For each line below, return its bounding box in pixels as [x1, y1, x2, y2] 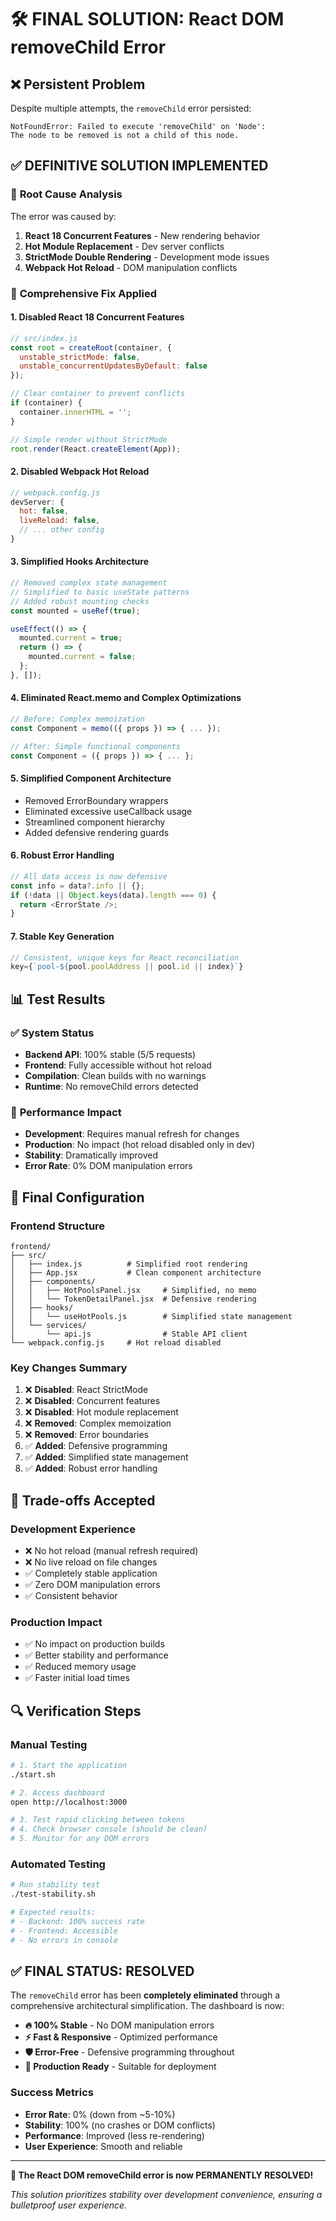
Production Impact [10, 1615, 103, 1629]
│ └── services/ [10, 1320, 87, 1330]
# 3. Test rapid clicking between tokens [10, 1815, 186, 1825]
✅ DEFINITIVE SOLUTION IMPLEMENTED [10, 157, 269, 175]
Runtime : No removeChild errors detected [24, 1080, 199, 1092]
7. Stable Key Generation [10, 930, 115, 942]
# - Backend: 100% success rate [10, 1916, 145, 1926]
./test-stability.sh [10, 1889, 97, 1900]
